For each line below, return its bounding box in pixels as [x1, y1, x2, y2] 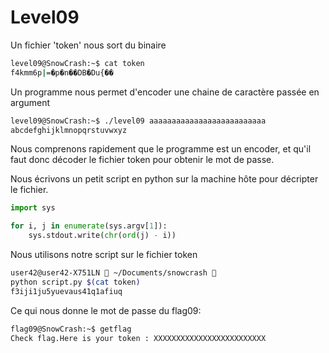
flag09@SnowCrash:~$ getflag [10, 324, 132, 334]
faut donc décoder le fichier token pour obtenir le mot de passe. [10, 154, 275, 166]
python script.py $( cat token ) [10, 277, 141, 287]
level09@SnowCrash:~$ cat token [10, 58, 145, 68]
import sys [10, 203, 56, 213]
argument [10, 96, 51, 108]
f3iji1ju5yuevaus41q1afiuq [10, 286, 123, 296]
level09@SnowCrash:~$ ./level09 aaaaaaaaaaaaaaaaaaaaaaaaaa [10, 116, 267, 126]
